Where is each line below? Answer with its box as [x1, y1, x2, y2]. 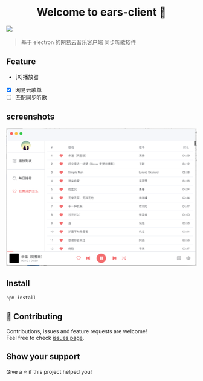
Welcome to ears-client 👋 [36, 5, 167, 19]
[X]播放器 [14, 73, 39, 80]
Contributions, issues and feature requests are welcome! [6, 327, 147, 335]
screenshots [6, 112, 55, 122]
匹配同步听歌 [14, 94, 47, 101]
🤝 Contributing [6, 312, 63, 322]
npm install [6, 295, 36, 301]
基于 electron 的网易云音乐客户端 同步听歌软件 [21, 39, 137, 46]
